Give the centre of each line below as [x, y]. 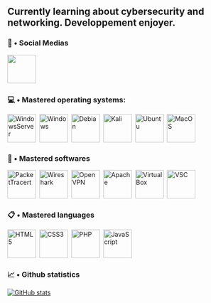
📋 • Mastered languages [51, 215]
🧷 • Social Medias [38, 43]
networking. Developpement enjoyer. [92, 23]
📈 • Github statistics [44, 275]
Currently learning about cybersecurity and [106, 12]
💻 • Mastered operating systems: [67, 100]
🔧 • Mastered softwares [49, 158]
